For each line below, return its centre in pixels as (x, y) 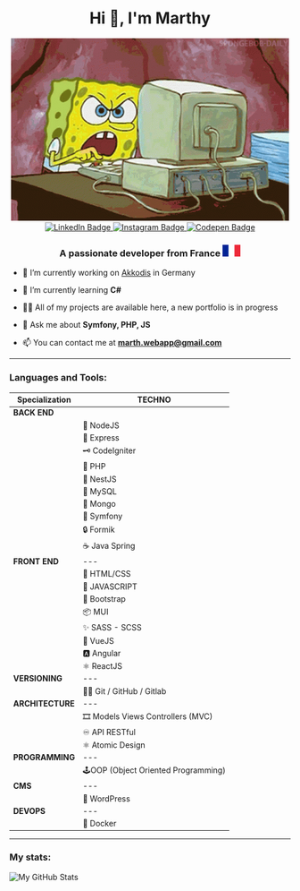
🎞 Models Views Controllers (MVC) (148, 716)
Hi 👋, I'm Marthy (150, 18)
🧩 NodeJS (101, 425)
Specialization (44, 400)
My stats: (30, 857)
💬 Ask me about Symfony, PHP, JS (86, 325)
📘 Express (101, 437)
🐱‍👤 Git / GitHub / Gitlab (125, 691)
